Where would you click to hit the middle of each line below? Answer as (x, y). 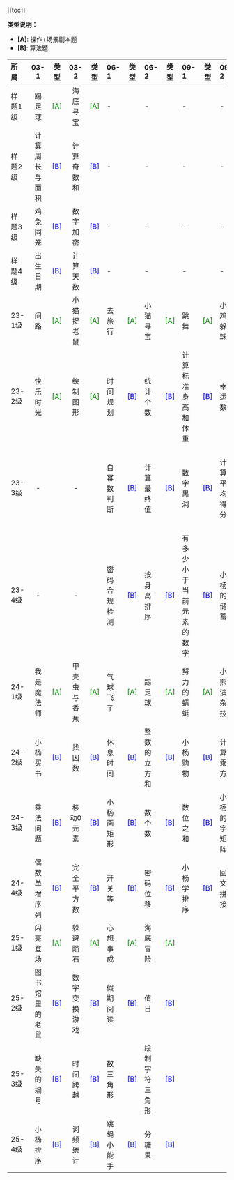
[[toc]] (16, 10)
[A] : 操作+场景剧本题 (47, 39)
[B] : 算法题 (33, 48)
